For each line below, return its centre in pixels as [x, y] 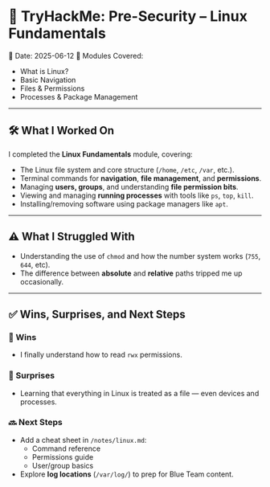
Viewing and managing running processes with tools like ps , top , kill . [137, 195]
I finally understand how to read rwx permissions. [101, 355]
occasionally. [42, 281]
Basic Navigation [48, 80]
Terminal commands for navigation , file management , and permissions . [141, 178]
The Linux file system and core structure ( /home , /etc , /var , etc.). [127, 170]
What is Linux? [44, 71]
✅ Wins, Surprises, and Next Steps [97, 314]
